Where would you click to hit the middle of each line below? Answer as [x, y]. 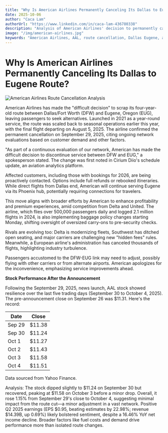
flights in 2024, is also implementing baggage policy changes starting [77, 217]
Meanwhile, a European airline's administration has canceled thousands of [82, 243]
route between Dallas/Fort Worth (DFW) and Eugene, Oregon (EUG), [83, 113]
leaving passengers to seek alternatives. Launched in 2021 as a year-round [82, 118]
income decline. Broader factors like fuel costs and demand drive [72, 419]
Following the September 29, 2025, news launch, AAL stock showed [75, 288]
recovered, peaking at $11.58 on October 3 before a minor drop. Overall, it [81, 393]
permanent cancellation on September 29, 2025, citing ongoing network [79, 134]
